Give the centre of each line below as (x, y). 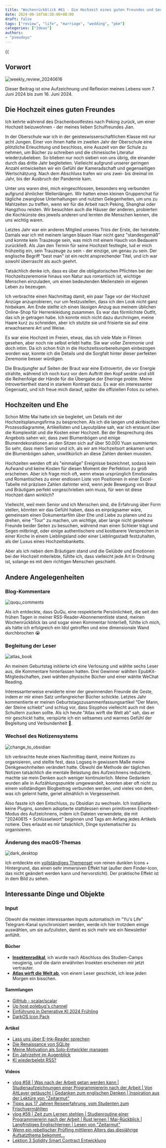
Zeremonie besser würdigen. (35, 358)
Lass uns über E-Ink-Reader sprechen (51, 1039)
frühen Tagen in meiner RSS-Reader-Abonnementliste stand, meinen (75, 617)
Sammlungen (19, 990)
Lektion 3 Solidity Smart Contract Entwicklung (59, 1141)
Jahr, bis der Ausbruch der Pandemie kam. (49, 179)
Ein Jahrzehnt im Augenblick (41, 1055)
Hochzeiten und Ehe (37, 405)
